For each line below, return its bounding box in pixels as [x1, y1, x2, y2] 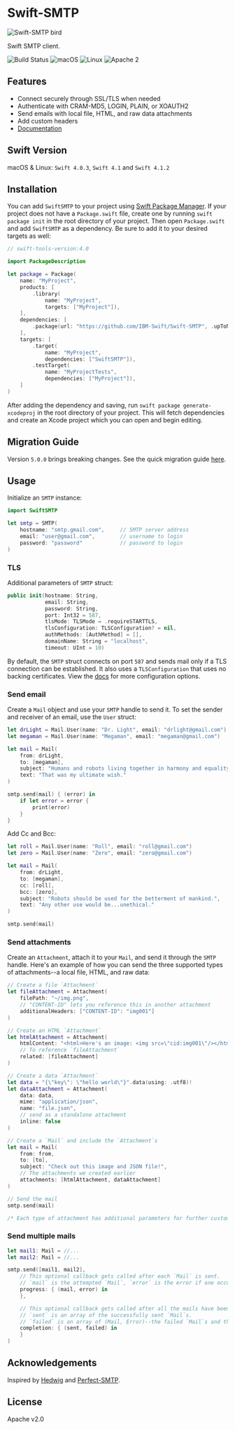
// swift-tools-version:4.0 [7, 246, 90, 253]
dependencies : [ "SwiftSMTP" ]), [44, 356, 136, 363]
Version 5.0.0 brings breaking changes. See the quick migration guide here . [7, 455, 226, 463]
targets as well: [7, 232, 51, 240]
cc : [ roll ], [20, 882, 55, 889]
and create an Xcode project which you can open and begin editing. [7, 415, 203, 424]
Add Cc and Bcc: [7, 829, 56, 838]
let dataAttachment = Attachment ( [7, 1085, 108, 1092]
